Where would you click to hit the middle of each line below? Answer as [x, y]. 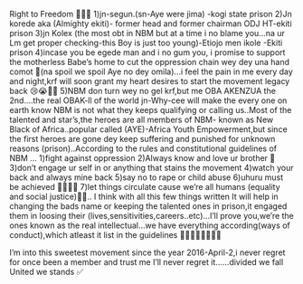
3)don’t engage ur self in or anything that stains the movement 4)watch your [151, 168]
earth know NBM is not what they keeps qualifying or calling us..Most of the [151, 110]
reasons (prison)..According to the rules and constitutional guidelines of [143, 148]
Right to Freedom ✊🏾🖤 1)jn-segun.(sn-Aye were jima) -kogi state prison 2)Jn [151, 14]
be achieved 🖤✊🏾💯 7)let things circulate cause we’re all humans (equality [145, 187]
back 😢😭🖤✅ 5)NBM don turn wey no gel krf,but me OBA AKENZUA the [142, 91]
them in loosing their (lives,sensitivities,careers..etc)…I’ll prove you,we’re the [151, 216]
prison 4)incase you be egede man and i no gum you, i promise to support [147, 52]
